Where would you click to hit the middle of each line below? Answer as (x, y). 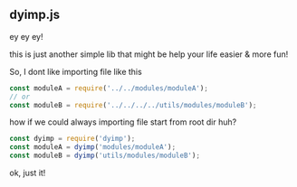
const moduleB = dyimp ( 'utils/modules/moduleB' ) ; (105, 156)
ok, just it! (28, 173)
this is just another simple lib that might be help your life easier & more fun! (149, 54)
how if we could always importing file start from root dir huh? (123, 122)
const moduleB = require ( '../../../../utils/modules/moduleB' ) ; (133, 105)
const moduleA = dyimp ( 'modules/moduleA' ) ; (93, 147)
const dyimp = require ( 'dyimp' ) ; (72, 139)
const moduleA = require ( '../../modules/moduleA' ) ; (109, 88)
